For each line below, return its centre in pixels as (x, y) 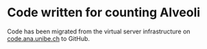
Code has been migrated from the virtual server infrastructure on (99, 31)
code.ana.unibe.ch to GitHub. (49, 38)
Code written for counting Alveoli (104, 13)
